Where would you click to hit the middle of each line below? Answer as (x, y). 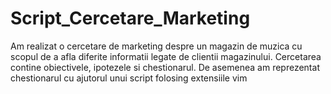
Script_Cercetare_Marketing (130, 18)
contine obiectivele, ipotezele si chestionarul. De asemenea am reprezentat (165, 67)
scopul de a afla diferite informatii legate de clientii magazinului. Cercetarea (166, 56)
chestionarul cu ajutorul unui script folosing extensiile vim (129, 78)
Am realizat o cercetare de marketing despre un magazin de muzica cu (156, 46)
